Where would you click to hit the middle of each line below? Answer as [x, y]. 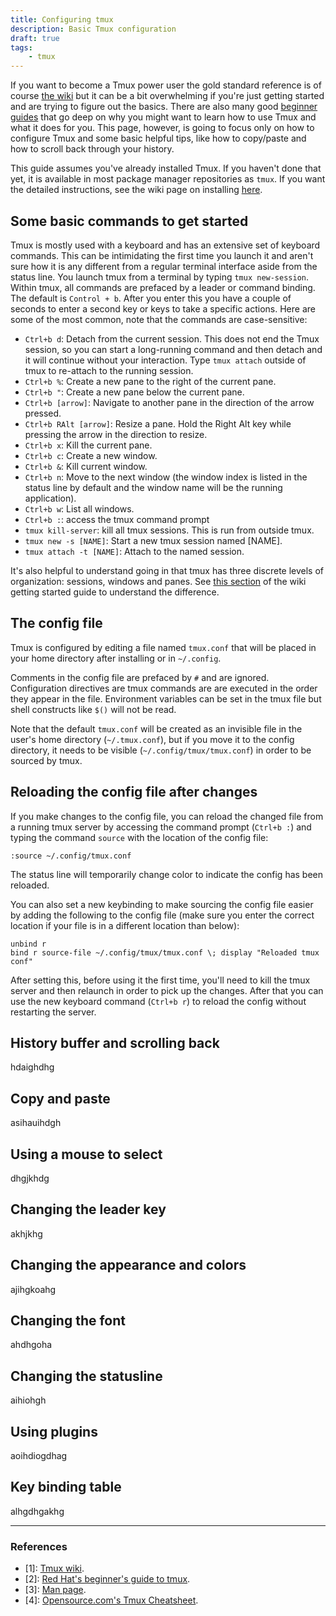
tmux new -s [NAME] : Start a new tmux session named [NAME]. [153, 540]
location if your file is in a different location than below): [125, 925]
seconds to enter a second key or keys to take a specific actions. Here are [163, 308]
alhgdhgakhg [37, 1511]
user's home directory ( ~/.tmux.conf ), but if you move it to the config [152, 739]
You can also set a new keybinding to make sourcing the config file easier [162, 904]
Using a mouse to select [86, 1154]
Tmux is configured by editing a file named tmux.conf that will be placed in [163, 647]
